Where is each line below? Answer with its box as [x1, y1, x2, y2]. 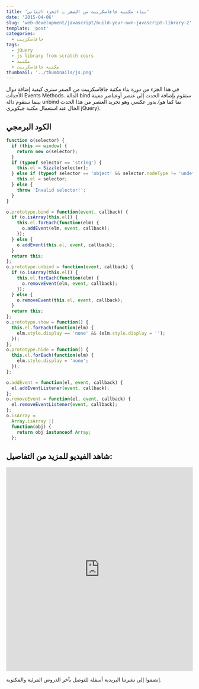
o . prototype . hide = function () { [6, 347, 89, 353]
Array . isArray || [11, 418, 54, 424]
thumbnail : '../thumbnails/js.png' [6, 69, 94, 75]
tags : [6, 42, 20, 48]
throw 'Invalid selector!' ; [17, 187, 86, 193]
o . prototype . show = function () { [6, 319, 89, 325]
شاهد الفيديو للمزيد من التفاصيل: [6, 451, 113, 461]
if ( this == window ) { [11, 143, 68, 149]
